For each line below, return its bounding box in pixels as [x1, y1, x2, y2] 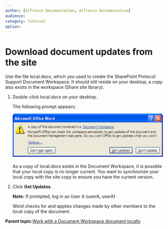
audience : [5, 13, 26, 19]
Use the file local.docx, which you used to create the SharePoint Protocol [5, 73, 156, 80]
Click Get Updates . [12, 183, 52, 189]
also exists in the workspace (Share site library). [5, 84, 104, 90]
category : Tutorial [5, 19, 46, 24]
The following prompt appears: [12, 103, 76, 110]
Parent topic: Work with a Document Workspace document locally [5, 218, 141, 224]
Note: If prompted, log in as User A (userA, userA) [12, 193, 116, 199]
